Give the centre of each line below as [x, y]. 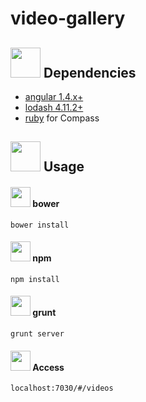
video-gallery [68, 18]
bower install [40, 225]
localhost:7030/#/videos [62, 388]
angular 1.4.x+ [54, 96]
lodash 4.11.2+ [54, 107]
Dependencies [90, 72]
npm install [35, 279]
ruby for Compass [62, 118]
